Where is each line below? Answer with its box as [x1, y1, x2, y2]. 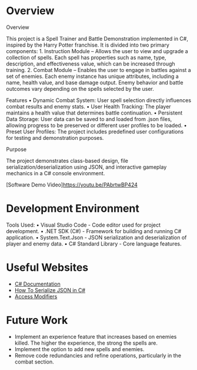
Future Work [6, 314, 68, 327]
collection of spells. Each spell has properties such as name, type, [6, 54, 166, 61]
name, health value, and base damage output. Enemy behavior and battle [6, 78, 183, 86]
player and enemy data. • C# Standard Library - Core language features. [6, 240, 182, 247]
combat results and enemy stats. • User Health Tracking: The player [6, 103, 172, 110]
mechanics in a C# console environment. [6, 169, 105, 176]
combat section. [14, 358, 54, 365]
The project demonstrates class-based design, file [6, 157, 128, 164]
